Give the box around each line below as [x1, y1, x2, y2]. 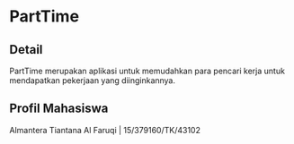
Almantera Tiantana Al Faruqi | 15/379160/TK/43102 [9, 124, 200, 135]
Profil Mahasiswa [9, 101, 109, 116]
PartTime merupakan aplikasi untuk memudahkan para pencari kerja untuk [9, 65, 286, 76]
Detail [9, 42, 43, 57]
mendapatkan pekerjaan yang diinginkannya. [9, 75, 176, 86]
